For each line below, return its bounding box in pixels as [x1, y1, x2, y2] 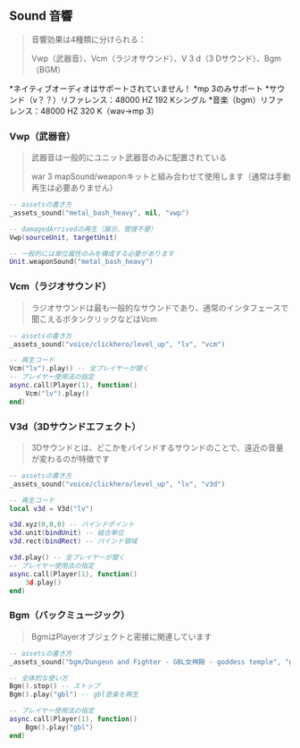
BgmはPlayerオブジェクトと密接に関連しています [30, 631, 212, 642]
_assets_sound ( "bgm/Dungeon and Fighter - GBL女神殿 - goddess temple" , [9, 657, 281, 667]
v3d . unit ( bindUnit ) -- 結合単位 [9, 529, 125, 538]
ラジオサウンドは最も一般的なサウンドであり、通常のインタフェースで [30, 302, 289, 313]
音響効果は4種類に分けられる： [30, 34, 146, 45]
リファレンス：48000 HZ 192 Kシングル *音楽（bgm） [60, 94, 261, 105]
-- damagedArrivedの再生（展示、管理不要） [9, 225, 158, 234]
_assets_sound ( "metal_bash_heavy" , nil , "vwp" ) [9, 208, 190, 217]
